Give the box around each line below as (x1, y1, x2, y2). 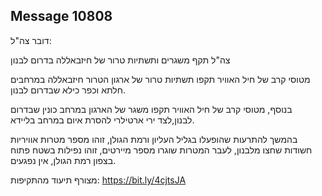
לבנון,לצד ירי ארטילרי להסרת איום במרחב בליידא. (10, 114, 195, 126)
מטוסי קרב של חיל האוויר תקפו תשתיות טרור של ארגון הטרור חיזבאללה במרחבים (10, 73, 311, 85)
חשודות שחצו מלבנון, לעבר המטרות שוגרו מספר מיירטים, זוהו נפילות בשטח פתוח (10, 144, 313, 156)
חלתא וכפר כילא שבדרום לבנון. (10, 84, 127, 96)
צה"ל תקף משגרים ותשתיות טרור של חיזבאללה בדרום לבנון (10, 54, 231, 66)
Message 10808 (10, 8, 113, 25)
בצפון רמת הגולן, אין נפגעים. (10, 154, 117, 166)
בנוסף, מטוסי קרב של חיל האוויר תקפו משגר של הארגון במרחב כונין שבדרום (10, 103, 293, 115)
